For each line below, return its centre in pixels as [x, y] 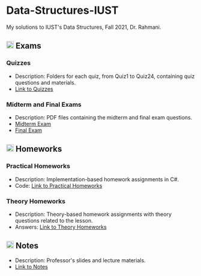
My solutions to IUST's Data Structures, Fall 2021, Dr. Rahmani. [84, 27]
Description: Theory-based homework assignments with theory [93, 214]
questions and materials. [45, 82]
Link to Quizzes [34, 89]
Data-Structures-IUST [62, 10]
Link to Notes [31, 266]
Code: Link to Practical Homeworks [58, 185]
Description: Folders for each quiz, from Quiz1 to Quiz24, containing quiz [105, 76]
